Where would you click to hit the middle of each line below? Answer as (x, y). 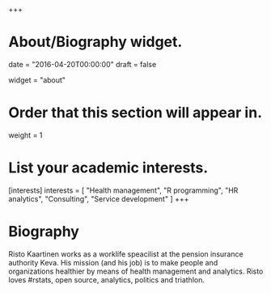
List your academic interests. (108, 168)
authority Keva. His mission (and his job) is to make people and (113, 262)
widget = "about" (37, 80)
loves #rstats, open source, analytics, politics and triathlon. (106, 279)
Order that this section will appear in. (135, 113)
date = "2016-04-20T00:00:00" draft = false (83, 64)
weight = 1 (25, 135)
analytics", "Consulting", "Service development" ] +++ (99, 198)
